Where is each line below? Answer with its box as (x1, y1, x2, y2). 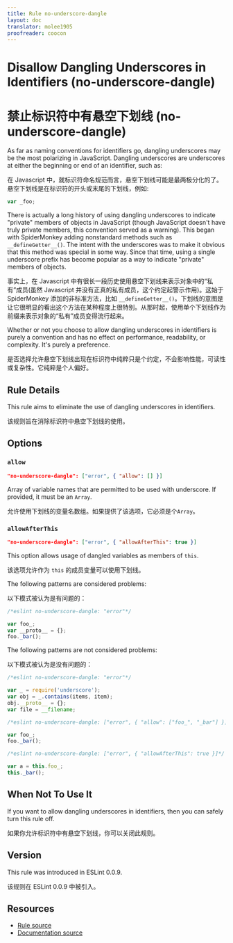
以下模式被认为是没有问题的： (7, 660, 92, 669)
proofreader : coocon (7, 29, 67, 37)
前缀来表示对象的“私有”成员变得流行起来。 (7, 312, 128, 320)
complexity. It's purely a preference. (7, 340, 111, 349)
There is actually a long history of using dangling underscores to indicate (7, 211, 216, 219)
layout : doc (7, 17, 42, 24)
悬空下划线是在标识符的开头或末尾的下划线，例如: (7, 184, 149, 193)
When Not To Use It (7, 789, 92, 800)
